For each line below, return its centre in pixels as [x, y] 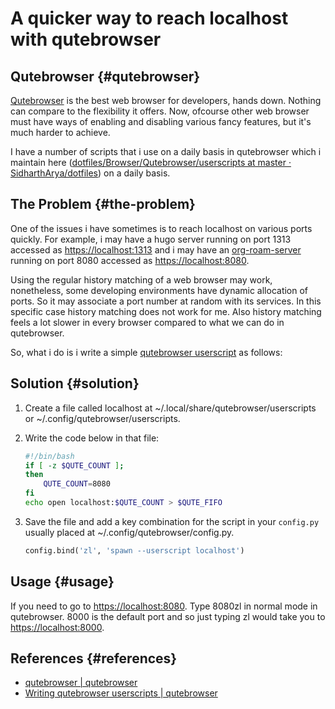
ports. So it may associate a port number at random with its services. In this [166, 301]
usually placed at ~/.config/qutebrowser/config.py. [129, 532]
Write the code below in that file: [92, 438]
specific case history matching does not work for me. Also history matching [166, 311]
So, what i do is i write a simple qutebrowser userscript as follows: [146, 352]
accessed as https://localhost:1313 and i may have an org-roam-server [156, 249]
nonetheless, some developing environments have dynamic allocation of [159, 290]
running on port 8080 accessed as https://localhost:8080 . [130, 260]
